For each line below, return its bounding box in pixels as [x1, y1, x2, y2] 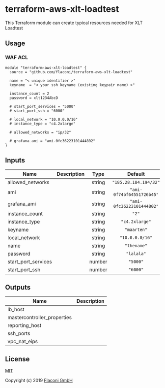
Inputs [5, 156, 26, 164]
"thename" [124, 243, 148, 249]
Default [127, 171, 145, 178]
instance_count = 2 [9, 91, 50, 96]
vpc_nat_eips [7, 338, 38, 345]
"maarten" [124, 227, 148, 232]
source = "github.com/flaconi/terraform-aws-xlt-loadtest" [9, 69, 133, 74]
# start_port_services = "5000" [9, 104, 76, 109]
